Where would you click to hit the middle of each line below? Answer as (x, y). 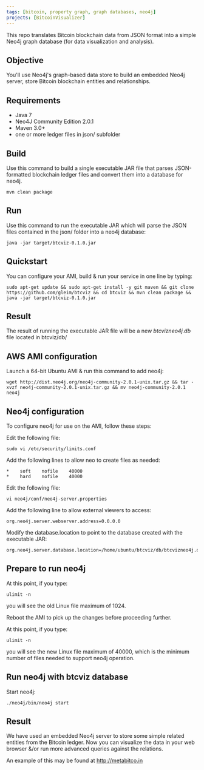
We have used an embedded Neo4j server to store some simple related (95, 736)
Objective (25, 60)
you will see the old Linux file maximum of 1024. (66, 606)
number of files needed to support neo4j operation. (70, 658)
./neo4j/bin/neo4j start (38, 703)
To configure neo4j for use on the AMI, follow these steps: (79, 426)
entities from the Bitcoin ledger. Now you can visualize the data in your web (101, 742)
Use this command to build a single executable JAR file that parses (90, 168)
